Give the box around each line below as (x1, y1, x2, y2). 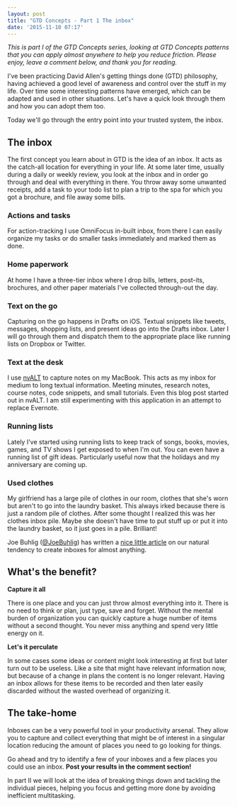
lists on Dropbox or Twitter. (7, 340, 86, 348)
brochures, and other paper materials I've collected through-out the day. (7, 283, 219, 292)
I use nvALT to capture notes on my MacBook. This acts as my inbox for (7, 373, 216, 382)
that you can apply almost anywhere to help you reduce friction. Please (7, 50, 217, 59)
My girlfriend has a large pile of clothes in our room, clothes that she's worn (7, 494, 229, 503)
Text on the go (7, 301, 58, 311)
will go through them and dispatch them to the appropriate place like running (7, 332, 231, 341)
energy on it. (7, 629, 45, 637)
